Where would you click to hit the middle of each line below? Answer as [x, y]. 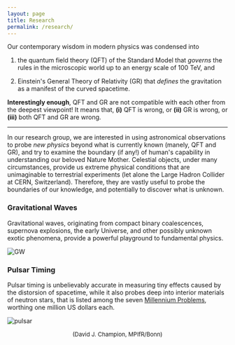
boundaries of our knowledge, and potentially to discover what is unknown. [116, 189]
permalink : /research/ [40, 27]
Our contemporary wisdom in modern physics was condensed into [103, 47]
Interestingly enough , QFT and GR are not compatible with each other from [116, 102]
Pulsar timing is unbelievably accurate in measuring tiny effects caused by [114, 285]
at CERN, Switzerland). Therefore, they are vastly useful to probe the [106, 182]
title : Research [31, 20]
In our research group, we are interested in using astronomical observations [116, 137]
